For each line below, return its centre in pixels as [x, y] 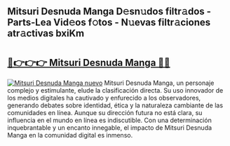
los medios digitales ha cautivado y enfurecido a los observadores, [104, 98]
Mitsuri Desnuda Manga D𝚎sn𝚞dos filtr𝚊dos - [109, 12]
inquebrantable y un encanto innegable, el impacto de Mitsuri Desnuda [110, 128]
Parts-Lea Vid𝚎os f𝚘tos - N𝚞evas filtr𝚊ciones [109, 23]
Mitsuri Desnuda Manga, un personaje [159, 83]
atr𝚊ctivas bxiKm [46, 33]
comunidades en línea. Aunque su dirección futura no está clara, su [105, 113]
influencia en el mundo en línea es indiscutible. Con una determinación [109, 120]
